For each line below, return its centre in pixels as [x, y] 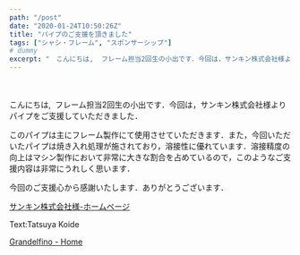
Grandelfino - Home [46, 242]
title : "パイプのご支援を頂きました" [71, 34]
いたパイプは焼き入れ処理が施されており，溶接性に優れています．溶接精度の [150, 146]
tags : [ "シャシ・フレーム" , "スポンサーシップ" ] [90, 42]
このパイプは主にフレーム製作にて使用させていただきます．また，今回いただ [150, 135]
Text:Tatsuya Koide [44, 224]
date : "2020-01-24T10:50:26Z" [66, 26]
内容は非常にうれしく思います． [76, 168]
